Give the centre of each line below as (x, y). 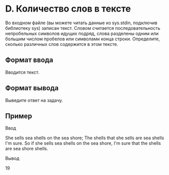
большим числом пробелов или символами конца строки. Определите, (83, 39)
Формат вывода (32, 88)
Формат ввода (29, 60)
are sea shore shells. (27, 149)
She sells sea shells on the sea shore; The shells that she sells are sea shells (85, 138)
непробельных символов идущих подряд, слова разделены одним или (82, 33)
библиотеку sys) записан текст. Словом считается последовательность (83, 28)
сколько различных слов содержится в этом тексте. (62, 44)
